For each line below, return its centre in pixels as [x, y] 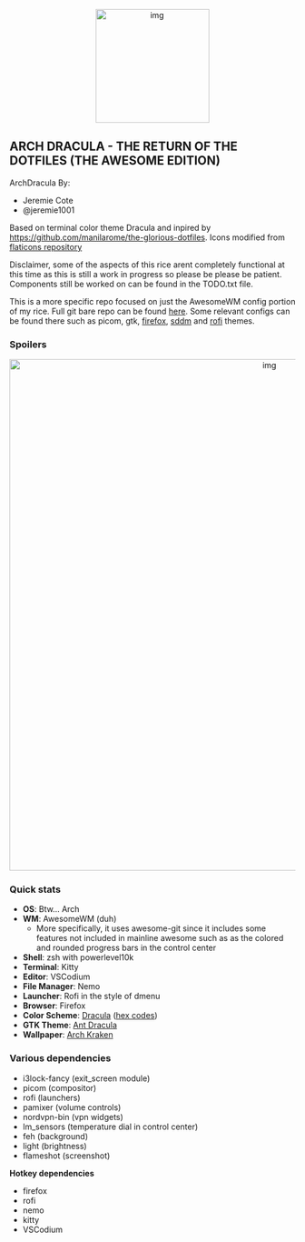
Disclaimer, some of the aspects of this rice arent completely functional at [148, 265]
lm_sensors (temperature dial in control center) [110, 1127]
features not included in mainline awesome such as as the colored [160, 938]
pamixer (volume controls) [72, 1107]
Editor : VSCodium [56, 977]
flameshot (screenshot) [66, 1156]
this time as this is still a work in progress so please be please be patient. [146, 274]
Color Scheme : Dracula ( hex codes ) [90, 1016]
